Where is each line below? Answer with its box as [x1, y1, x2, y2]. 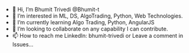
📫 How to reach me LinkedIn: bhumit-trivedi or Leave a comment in [12, 32, 183, 39]
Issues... [12, 41, 34, 48]
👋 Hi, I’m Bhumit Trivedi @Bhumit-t [12, 6, 100, 13]
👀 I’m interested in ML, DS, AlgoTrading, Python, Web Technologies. [12, 12, 183, 19]
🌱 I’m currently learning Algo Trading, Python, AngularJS [12, 19, 155, 26]
